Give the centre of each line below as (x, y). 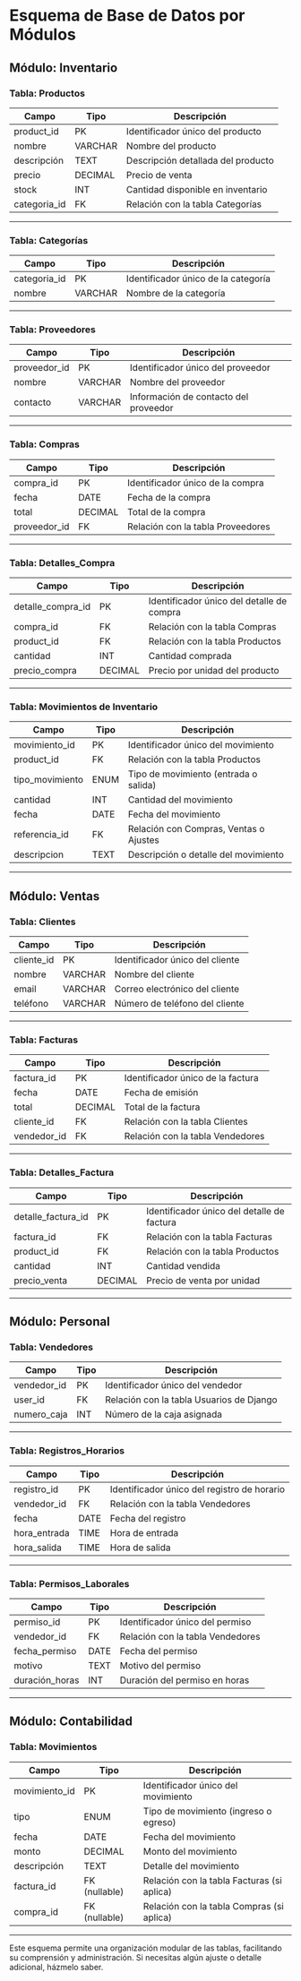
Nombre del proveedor (177, 382)
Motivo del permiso (160, 1665)
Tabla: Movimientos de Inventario (84, 707)
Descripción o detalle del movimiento (206, 854)
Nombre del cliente (155, 974)
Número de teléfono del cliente (179, 1004)
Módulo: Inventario (64, 68)
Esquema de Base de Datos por (127, 16)
